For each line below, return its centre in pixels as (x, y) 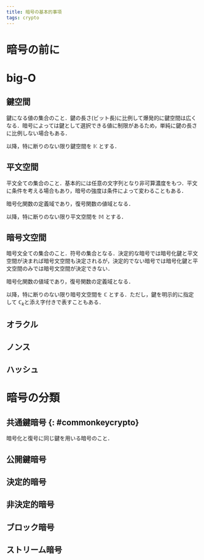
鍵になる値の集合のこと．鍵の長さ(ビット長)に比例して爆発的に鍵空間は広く (101, 118)
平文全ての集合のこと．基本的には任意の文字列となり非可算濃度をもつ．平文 (102, 183)
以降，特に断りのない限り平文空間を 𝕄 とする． (66, 217)
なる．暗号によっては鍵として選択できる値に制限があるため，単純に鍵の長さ (102, 125)
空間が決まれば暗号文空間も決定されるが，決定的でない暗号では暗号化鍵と (100, 261)
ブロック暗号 (30, 527)
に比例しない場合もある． (38, 133)
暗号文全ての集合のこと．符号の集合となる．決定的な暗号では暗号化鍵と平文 (102, 253)
